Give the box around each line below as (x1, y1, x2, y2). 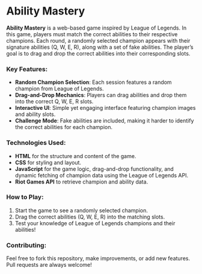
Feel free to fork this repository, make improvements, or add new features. (6, 255, 191, 262)
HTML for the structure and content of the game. (14, 152, 136, 159)
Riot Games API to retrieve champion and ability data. (14, 178, 148, 185)
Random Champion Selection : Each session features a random (14, 78, 173, 86)
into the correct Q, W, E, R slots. (14, 98, 94, 105)
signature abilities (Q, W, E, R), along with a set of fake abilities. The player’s (6, 43, 194, 51)
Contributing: (6, 241, 47, 249)
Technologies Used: (6, 139, 66, 147)
